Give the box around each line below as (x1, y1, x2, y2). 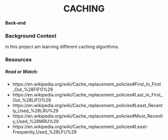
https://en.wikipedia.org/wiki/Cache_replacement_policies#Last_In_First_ (12, 91, 163, 97)
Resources (5, 56, 32, 63)
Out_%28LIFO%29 (12, 97, 51, 103)
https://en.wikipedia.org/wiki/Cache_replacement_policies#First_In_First (12, 81, 161, 87)
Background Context (5, 32, 56, 39)
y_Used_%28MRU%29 (12, 118, 59, 124)
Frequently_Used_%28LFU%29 (12, 128, 77, 135)
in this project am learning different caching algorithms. (5, 43, 119, 50)
